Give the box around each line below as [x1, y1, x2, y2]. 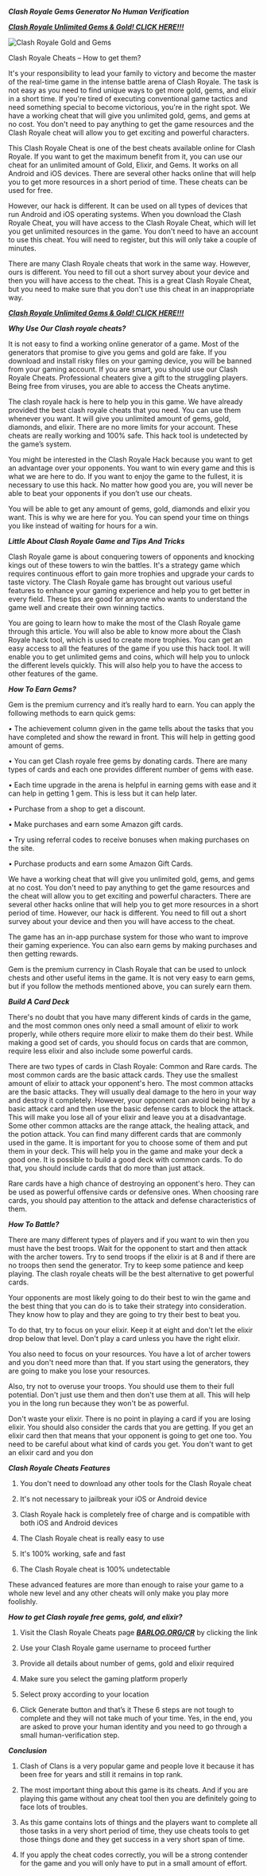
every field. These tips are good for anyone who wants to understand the [8, 594, 248, 604]
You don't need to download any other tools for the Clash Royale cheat [19, 1479, 252, 1488]
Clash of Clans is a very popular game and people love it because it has [19, 1761, 255, 1771]
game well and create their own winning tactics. [8, 603, 165, 612]
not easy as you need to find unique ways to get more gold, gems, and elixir [8, 85, 257, 95]
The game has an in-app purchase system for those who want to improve [8, 932, 249, 942]
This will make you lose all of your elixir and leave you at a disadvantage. [8, 1112, 246, 1122]
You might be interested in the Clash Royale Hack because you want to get [8, 454, 253, 464]
